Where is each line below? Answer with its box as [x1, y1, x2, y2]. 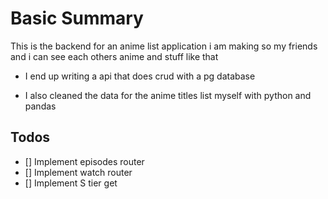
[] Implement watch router [24, 166, 133, 178]
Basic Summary [10, 7, 144, 30]
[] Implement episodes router [24, 155, 145, 167]
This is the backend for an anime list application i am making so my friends [10, 40, 318, 52]
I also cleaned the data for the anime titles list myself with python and [24, 89, 312, 101]
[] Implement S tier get [24, 177, 118, 189]
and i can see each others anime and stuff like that [10, 50, 219, 62]
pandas [24, 100, 57, 112]
